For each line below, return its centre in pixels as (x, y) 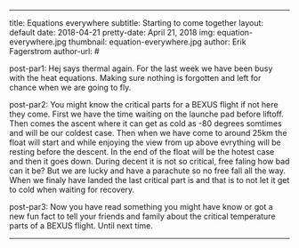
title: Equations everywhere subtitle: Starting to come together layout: (137, 23)
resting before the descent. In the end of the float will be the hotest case (142, 152)
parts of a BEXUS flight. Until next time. (81, 226)
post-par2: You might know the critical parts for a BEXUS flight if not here (144, 104)
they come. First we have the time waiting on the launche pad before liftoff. (147, 114)
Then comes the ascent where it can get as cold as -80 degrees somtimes (145, 124)
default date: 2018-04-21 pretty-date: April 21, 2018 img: (112, 32)
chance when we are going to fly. (70, 87)
